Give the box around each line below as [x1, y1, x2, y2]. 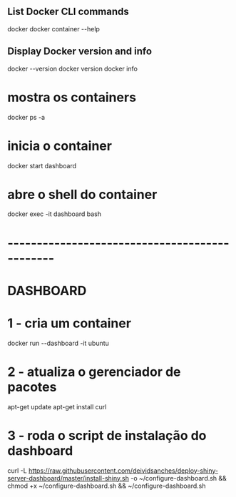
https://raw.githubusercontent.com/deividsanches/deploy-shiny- [28, 466, 219, 475]
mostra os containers [7, 89, 137, 106]
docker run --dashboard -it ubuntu [7, 339, 109, 347]
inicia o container [7, 138, 113, 154]
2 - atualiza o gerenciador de [7, 364, 181, 380]
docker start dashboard [7, 161, 77, 170]
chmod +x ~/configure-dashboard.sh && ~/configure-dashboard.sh [7, 481, 206, 490]
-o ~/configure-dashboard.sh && [130, 473, 227, 482]
